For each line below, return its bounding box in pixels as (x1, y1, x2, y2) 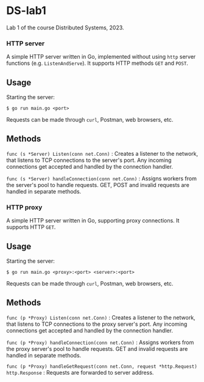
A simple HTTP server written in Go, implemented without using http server (6, 53, 196, 61)
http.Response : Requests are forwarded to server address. (6, 369, 154, 376)
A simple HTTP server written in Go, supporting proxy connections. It (6, 217, 180, 224)
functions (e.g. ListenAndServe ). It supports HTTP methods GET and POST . (6, 59, 189, 67)
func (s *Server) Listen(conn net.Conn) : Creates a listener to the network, (6, 150, 199, 157)
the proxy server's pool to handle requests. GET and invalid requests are (6, 345, 188, 352)
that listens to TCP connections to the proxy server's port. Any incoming (6, 320, 188, 328)
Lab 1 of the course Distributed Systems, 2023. (6, 24, 124, 31)
